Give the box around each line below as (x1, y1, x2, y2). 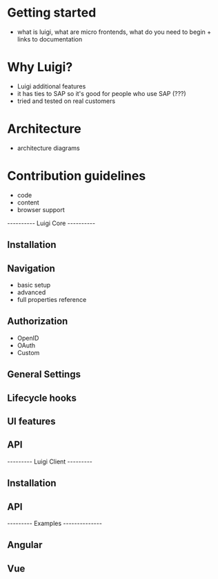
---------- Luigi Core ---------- (7, 219, 95, 227)
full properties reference (17, 295, 87, 303)
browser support (17, 205, 66, 213)
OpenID (17, 334, 39, 342)
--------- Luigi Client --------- (7, 457, 93, 466)
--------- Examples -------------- (7, 519, 102, 527)
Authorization (7, 316, 68, 328)
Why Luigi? (7, 59, 73, 75)
